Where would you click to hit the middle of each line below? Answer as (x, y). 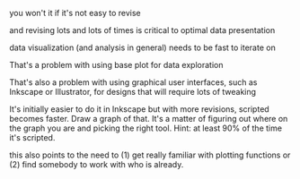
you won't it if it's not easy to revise (75, 13)
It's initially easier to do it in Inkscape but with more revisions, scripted (139, 109)
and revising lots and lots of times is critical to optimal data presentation (142, 30)
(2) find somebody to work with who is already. (97, 164)
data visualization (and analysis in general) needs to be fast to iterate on (142, 47)
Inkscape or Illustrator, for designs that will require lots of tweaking (133, 92)
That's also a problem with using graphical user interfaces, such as (133, 82)
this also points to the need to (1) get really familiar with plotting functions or (150, 155)
